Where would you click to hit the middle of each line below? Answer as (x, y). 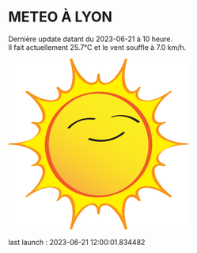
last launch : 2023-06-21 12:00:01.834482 (77, 242)
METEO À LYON (61, 17)
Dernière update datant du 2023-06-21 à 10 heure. (90, 39)
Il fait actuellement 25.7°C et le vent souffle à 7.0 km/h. (97, 47)
